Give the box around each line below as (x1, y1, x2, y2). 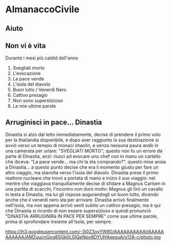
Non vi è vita (5, 41, 46, 50)
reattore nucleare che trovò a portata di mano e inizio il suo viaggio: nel (5, 175, 156, 181)
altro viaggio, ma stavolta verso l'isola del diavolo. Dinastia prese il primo (5, 170, 159, 176)
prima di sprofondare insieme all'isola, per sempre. (5, 219, 113, 225)
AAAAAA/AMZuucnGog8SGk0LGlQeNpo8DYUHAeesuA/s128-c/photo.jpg (5, 234, 161, 240)
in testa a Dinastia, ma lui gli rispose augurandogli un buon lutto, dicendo (5, 191, 159, 198)
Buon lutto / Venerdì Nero (12, 87, 67, 93)
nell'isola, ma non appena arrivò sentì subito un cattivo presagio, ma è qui (5, 202, 161, 209)
